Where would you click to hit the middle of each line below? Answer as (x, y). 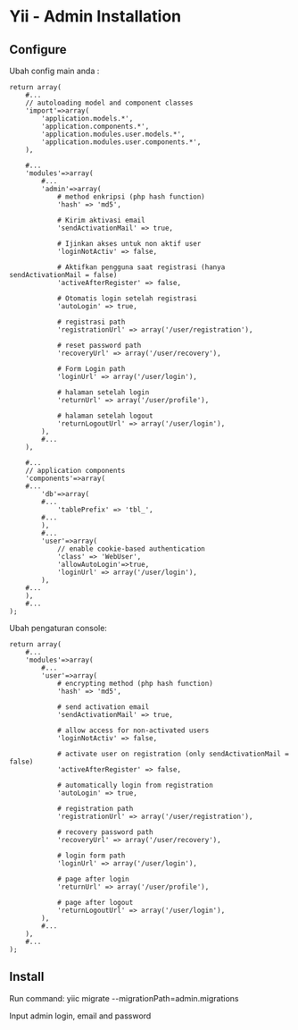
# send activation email (103, 707)
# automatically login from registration (135, 785)
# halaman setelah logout (105, 416)
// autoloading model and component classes (109, 103)
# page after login (93, 879)
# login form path (91, 856)
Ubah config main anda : (54, 71)
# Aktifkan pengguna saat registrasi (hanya (141, 267)
